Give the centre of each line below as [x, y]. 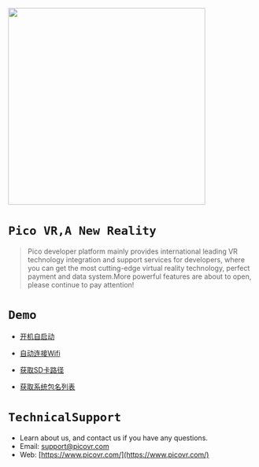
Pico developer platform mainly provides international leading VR [133, 251]
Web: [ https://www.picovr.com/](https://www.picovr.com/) [114, 454]
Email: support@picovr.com [64, 446]
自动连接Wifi [40, 353]
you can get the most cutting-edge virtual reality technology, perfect [139, 268]
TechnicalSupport [65, 418]
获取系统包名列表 [47, 387]
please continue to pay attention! [81, 284]
